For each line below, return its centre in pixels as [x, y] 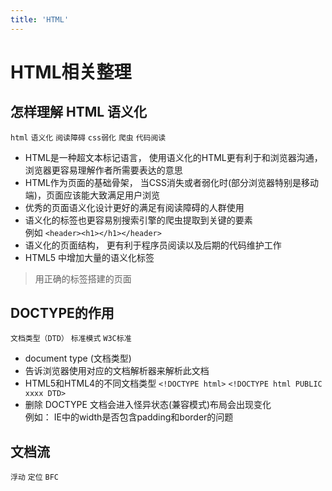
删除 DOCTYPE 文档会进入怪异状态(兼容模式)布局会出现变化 [148, 405]
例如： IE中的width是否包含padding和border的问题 [129, 417]
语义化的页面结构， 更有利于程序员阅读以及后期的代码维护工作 [153, 245]
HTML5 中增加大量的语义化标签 [89, 257]
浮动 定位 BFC [34, 477]
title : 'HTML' [40, 19]
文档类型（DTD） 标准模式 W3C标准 [71, 339]
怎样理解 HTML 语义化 [79, 112]
